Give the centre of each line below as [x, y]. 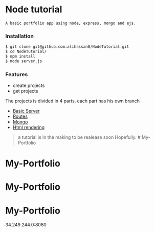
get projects [25, 91]
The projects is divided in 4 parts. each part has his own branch [72, 101]
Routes [20, 116]
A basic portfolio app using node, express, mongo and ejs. [71, 23]
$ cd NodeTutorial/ [26, 52]
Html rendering [29, 128]
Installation [20, 36]
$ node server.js [24, 61]
